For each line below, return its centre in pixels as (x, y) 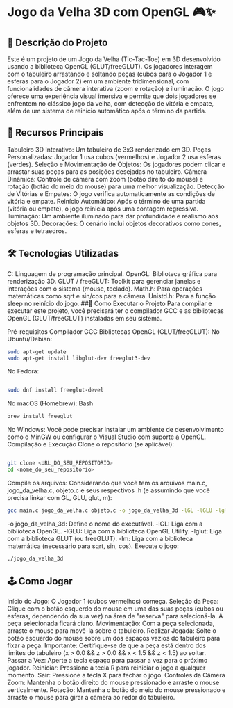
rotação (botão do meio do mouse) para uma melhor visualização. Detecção (116, 186)
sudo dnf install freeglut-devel (55, 390)
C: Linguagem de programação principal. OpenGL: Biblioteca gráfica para (112, 273)
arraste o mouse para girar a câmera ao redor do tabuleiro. (91, 698)
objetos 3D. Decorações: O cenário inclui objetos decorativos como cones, (114, 223)
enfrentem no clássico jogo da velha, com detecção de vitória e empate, (110, 103)
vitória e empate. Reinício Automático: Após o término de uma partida (106, 201)
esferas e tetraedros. (37, 231)
